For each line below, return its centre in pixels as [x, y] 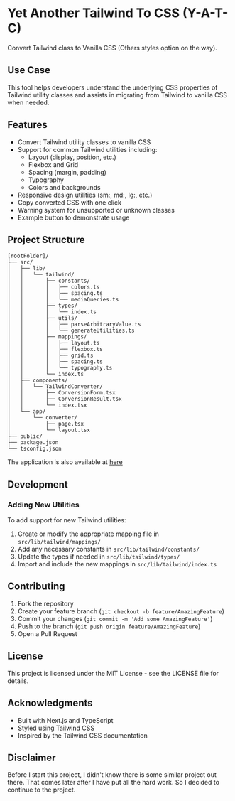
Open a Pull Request [48, 633]
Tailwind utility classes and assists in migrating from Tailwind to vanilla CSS [117, 95]
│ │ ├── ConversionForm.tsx [61, 393]
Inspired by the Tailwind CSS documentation [82, 735]
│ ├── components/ [38, 381]
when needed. [28, 102]
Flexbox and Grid [53, 164]
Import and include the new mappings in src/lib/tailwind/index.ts [117, 564]
